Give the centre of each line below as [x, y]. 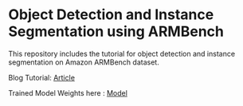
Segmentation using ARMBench [116, 31]
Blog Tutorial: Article [42, 77]
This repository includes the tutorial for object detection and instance [122, 53]
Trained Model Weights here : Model [68, 92]
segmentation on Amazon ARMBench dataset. [84, 62]
